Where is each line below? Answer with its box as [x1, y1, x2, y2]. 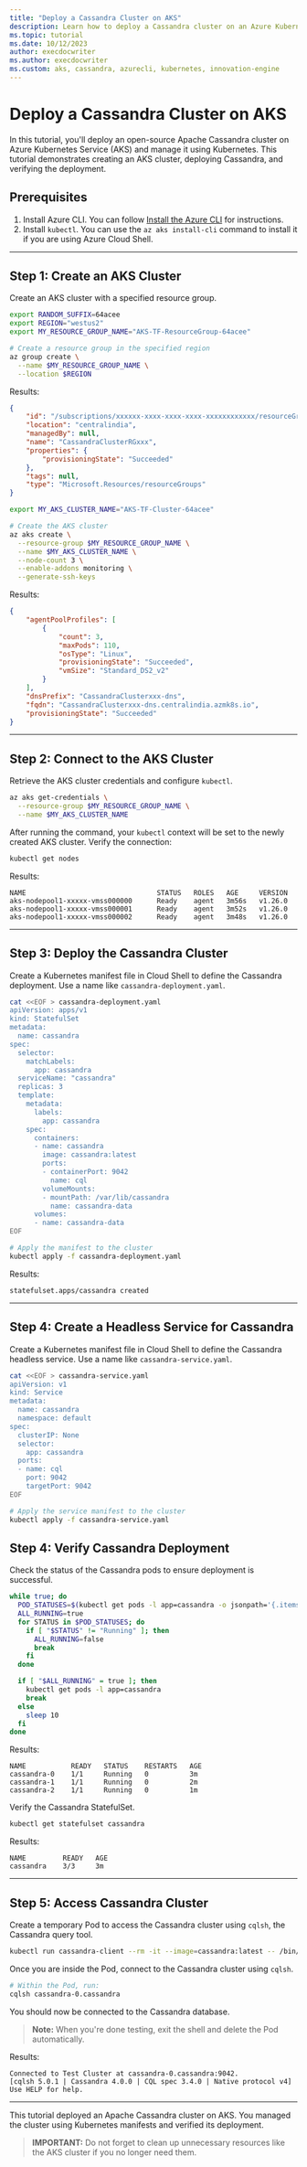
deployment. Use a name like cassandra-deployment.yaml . [9, 979, 226, 990]
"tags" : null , [26, 472, 79, 481]
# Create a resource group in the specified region [9, 344, 210, 353]
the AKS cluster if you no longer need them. [31, 2146, 197, 2158]
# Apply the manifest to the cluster [9, 1244, 153, 1253]
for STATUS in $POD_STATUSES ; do [17, 1617, 145, 1627]
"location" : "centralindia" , [26, 421, 137, 430]
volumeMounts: [42, 1184, 96, 1193]
